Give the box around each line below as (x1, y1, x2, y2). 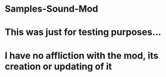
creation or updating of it (5, 61, 113, 72)
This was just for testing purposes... (5, 27, 161, 38)
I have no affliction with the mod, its (5, 49, 159, 61)
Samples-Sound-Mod (5, 3, 98, 15)
